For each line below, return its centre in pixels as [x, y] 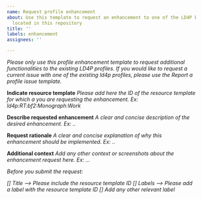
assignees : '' [25, 40]
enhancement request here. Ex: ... [49, 160]
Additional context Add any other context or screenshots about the [91, 153]
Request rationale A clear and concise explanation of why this [85, 135]
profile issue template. [34, 81]
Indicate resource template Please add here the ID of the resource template [101, 93]
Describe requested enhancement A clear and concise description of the [98, 117]
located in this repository [47, 23]
